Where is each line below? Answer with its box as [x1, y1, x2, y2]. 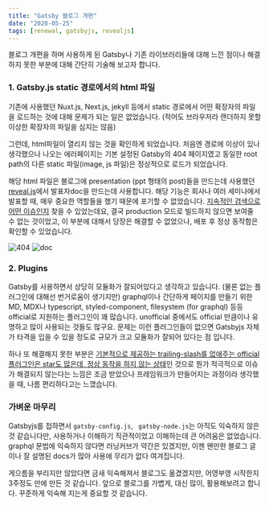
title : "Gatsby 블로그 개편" [8, 11, 98, 20]
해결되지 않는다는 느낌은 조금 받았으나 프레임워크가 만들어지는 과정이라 [16, 369, 238, 379]
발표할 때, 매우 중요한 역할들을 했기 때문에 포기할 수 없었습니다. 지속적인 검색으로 [8, 196, 261, 206]
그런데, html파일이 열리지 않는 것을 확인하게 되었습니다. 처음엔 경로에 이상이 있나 [8, 138, 260, 149]
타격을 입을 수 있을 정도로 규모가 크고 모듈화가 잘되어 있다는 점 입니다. [16, 331, 235, 342]
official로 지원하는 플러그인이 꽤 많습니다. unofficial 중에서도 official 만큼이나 [8, 311, 251, 322]
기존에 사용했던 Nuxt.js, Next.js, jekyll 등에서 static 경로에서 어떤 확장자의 [8, 101, 241, 111]
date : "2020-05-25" [8, 19, 74, 27]
